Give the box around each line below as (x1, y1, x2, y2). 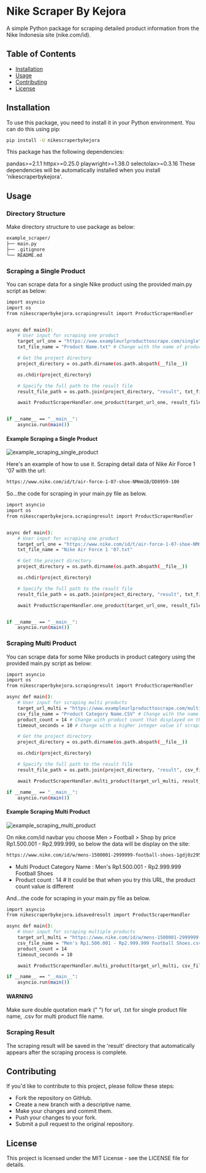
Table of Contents (6, 49, 77, 59)
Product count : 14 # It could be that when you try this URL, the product (15, 876, 196, 884)
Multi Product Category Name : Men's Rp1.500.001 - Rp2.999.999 (15, 863, 181, 870)
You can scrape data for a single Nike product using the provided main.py (6, 280, 193, 288)
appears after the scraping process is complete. (6, 1049, 128, 1056)
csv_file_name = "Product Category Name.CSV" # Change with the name (17, 711, 199, 717)
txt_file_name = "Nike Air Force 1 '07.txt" (17, 547, 133, 553)
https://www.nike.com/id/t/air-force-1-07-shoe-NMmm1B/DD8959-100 (6, 479, 180, 485)
